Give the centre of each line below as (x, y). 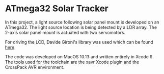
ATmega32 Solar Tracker (57, 9)
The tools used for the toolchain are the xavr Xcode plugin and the (72, 62)
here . (10, 47)
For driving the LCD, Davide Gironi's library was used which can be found (79, 42)
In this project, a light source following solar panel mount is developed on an (82, 22)
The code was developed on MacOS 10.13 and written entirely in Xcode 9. (79, 56)
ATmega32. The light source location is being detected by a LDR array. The (81, 27)
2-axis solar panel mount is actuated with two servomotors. (65, 32)
